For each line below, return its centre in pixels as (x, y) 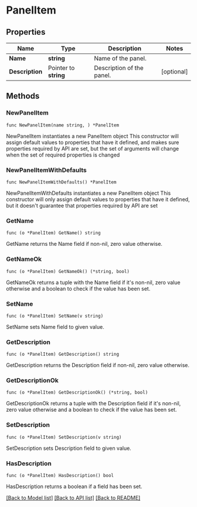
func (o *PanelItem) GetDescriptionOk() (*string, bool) (77, 393)
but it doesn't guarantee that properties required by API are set (82, 205)
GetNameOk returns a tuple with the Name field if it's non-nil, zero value (93, 282)
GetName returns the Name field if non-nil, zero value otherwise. (84, 244)
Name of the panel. (120, 58)
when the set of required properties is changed (63, 155)
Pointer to (61, 68)
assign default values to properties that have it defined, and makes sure (93, 142)
